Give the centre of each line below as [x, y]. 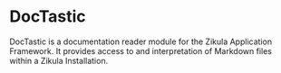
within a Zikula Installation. [59, 60]
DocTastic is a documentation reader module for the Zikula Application [141, 41]
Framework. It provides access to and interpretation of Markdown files [140, 50]
